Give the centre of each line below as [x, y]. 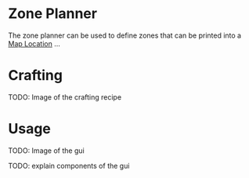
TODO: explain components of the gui [69, 165]
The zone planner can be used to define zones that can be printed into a [125, 35]
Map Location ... [34, 43]
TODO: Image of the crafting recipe [65, 97]
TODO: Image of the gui [46, 151]
